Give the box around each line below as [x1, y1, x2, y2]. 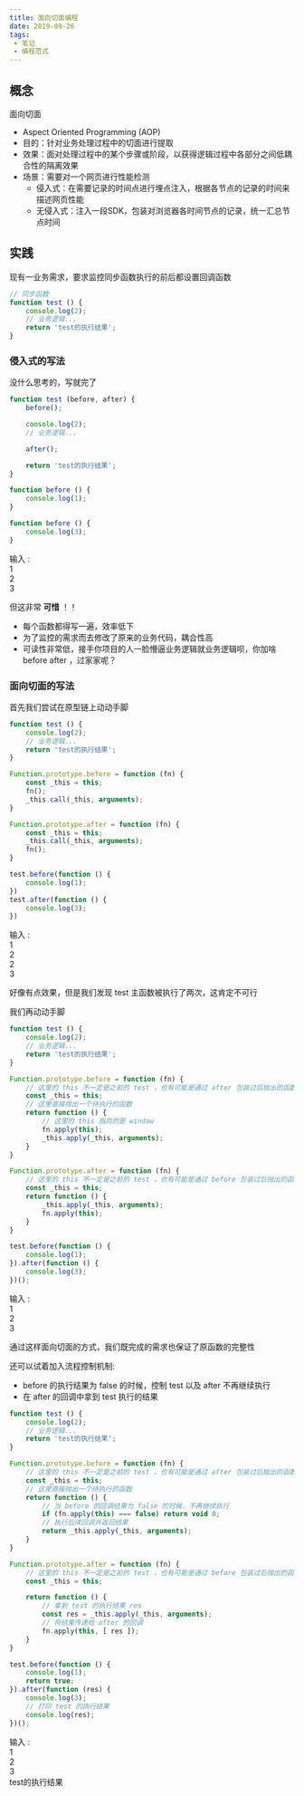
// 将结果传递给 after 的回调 [42, 1618, 143, 1628]
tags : [9, 30, 30, 39]
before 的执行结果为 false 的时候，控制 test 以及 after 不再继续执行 [22, 1379, 271, 1390]
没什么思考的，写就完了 [9, 377, 97, 388]
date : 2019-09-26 [9, 22, 75, 31]
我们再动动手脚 [9, 1006, 65, 1017]
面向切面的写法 [9, 679, 75, 692]
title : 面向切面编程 [9, 13, 79, 23]
